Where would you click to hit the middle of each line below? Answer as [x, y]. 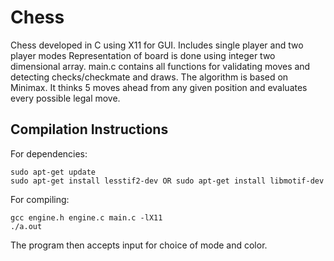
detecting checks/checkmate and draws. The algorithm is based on [149, 77]
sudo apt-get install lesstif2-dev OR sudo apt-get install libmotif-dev [167, 181]
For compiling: [40, 199]
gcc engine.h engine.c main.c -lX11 [86, 217]
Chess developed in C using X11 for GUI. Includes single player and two [157, 45]
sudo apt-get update [53, 172]
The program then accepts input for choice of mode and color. [139, 245]
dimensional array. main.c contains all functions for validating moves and [160, 66]
